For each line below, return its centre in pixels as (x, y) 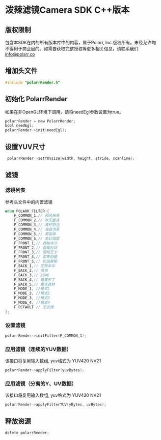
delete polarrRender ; (27, 433)
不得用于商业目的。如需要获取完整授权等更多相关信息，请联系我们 (72, 49)
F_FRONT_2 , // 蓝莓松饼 (36, 248)
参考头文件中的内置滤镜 (29, 202)
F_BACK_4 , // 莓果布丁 (35, 280)
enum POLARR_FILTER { (27, 211)
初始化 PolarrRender (36, 99)
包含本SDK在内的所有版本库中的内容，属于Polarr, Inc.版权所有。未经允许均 (80, 43)
